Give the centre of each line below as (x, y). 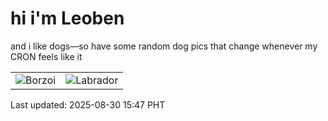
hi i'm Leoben (67, 18)
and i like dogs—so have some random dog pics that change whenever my (164, 46)
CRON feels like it (46, 56)
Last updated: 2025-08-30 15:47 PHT (88, 104)
